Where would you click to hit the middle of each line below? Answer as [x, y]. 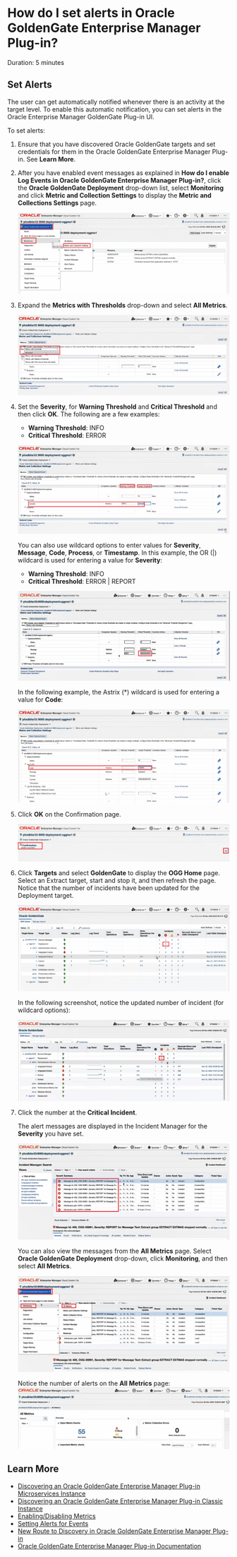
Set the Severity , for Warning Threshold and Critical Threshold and [117, 407]
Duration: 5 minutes [36, 62]
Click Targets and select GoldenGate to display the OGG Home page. [119, 872]
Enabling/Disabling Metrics [57, 1516]
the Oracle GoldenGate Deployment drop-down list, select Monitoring [121, 188]
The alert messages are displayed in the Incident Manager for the [113, 1126]
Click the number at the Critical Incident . [77, 1112]
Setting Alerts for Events [53, 1523]
